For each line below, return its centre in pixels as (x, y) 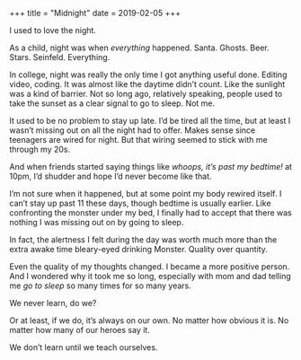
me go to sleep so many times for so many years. (100, 285)
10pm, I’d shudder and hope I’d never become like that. (111, 176)
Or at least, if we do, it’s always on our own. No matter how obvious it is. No (149, 320)
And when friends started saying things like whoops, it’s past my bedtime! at (151, 167)
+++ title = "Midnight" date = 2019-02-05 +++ (95, 13)
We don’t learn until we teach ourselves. (84, 347)
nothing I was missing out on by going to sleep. (97, 222)
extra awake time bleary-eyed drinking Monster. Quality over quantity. (138, 249)
